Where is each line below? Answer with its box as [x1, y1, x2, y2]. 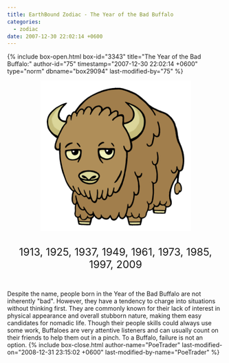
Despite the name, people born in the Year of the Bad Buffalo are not [7, 289, 201, 298]
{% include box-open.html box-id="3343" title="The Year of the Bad [7, 52, 201, 61]
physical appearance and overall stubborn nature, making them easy [7, 311, 201, 320]
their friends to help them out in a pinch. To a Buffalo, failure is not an [7, 333, 204, 342]
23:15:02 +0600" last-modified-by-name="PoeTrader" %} [55, 348, 220, 357]
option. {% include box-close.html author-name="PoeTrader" [7, 341, 181, 349]
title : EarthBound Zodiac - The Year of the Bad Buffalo [7, 11, 174, 18]
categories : [7, 18, 41, 25]
